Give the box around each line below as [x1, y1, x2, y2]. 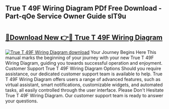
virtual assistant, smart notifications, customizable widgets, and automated [5, 81, 163, 88]
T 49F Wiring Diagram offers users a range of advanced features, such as [5, 76, 161, 82]
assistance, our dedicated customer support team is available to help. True [5, 71, 163, 77]
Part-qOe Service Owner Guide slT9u [5, 12, 127, 21]
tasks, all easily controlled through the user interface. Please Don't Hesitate [5, 87, 164, 93]
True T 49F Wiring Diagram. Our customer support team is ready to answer [5, 93, 163, 98]
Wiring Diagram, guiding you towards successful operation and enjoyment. [5, 60, 163, 66]
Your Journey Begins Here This [90, 49, 157, 55]
